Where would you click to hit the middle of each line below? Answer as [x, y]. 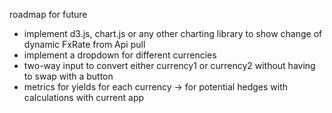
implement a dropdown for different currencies [120, 55]
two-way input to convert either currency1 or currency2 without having [169, 65]
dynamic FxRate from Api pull [84, 44]
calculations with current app [84, 97]
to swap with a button [68, 76]
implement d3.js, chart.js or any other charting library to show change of [173, 33]
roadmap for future [48, 14]
